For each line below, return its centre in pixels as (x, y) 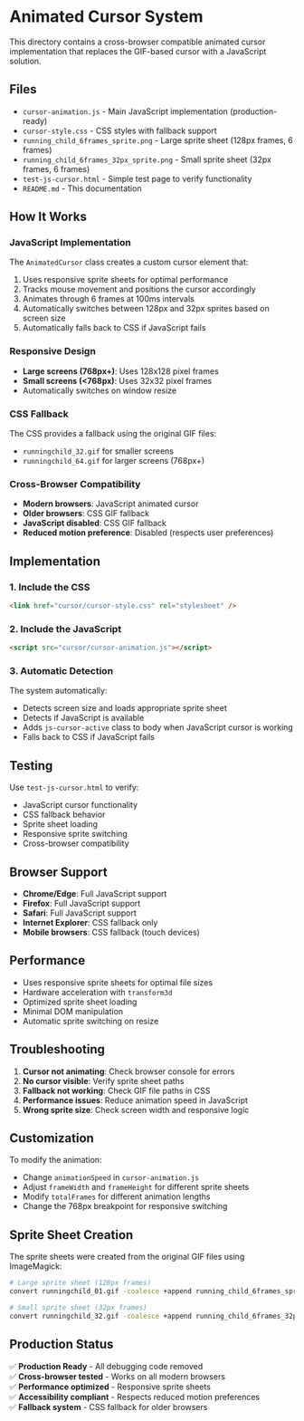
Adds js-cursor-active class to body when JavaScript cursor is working (158, 727)
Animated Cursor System (106, 17)
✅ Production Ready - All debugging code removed (106, 1366)
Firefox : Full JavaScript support (81, 903)
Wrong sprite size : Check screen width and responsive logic (136, 1109)
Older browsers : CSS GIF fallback (86, 514)
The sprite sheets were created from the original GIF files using (127, 1257)
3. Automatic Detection (62, 670)
